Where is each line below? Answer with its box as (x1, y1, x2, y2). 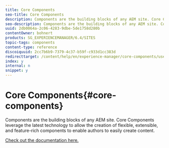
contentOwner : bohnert (5, 31, 53, 36)
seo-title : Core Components (5, 12, 64, 17)
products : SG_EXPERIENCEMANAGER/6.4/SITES (5, 36, 96, 41)
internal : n (5, 63, 30, 68)
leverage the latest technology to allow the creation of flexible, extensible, (5, 122, 158, 128)
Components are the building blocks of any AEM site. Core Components (5, 116, 154, 123)
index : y (5, 59, 24, 64)
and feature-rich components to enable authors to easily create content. (5, 127, 155, 133)
